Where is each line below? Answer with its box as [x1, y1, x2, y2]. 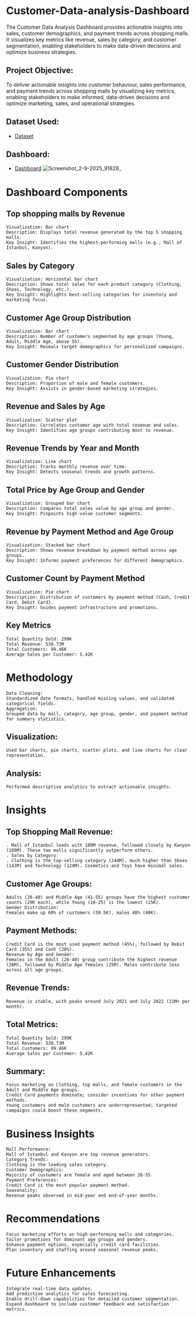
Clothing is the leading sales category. [6, 1162, 109, 1168]
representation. [6, 752, 46, 758]
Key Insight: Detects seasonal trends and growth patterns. [6, 469, 157, 475]
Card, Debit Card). [6, 599, 54, 605]
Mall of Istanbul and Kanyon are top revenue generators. [6, 1151, 151, 1157]
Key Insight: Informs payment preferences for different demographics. [6, 558, 185, 564]
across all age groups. [6, 967, 65, 972]
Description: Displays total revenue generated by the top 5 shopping [6, 229, 183, 235]
